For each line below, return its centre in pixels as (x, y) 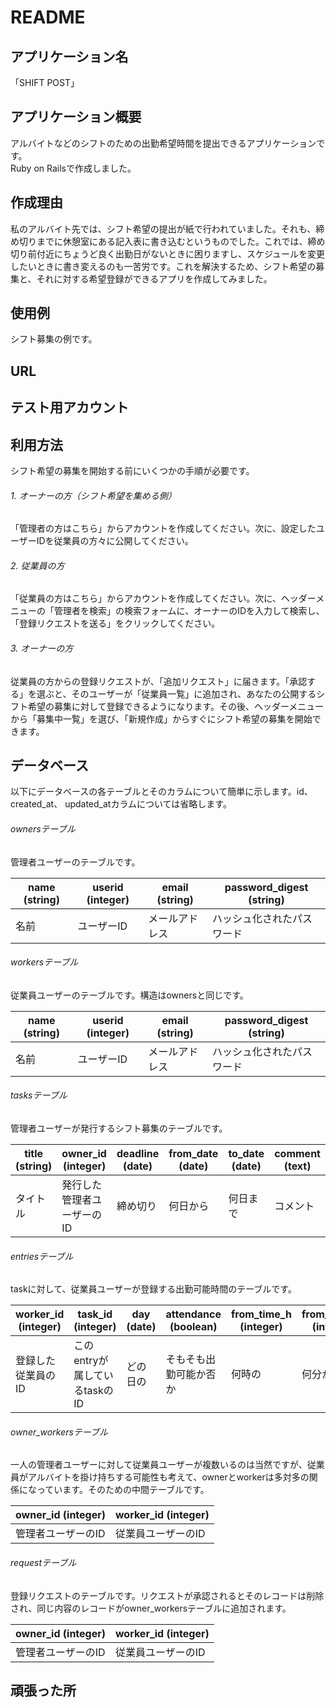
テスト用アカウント (69, 407)
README (48, 17)
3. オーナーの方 (42, 648)
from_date (193, 1154)
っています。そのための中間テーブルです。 (123, 1490)
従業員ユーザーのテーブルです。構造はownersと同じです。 (129, 995)
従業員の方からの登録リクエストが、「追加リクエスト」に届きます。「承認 (159, 681)
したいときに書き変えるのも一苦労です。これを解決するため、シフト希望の (163, 266)
